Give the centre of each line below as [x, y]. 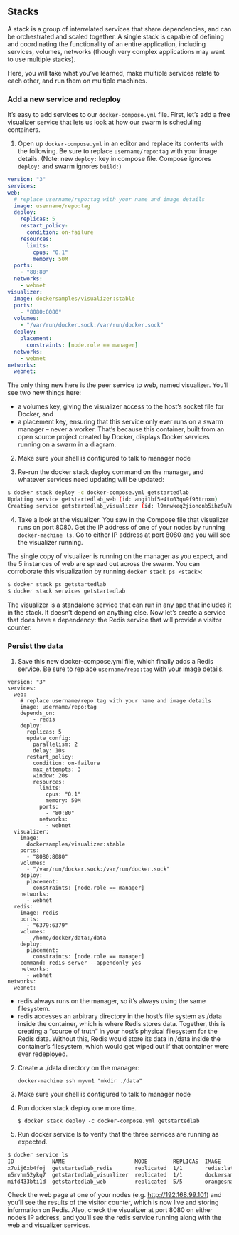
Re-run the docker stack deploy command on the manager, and [111, 472]
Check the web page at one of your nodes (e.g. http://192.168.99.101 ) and [115, 1195]
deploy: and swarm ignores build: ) [70, 166]
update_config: [49, 738]
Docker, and [35, 414]
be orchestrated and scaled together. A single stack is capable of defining [116, 36]
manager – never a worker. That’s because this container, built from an [121, 429]
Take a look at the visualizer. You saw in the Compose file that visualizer [123, 519]
